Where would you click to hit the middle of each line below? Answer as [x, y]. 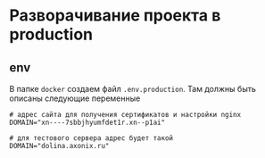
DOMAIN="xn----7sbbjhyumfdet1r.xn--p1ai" [87, 122]
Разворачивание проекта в [115, 16]
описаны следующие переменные [75, 98]
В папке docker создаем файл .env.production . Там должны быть [133, 89]
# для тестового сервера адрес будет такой [91, 138]
